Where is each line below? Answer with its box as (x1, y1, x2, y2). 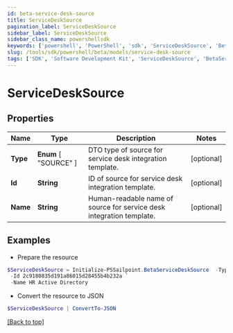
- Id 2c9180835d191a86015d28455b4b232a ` (10, 273, 129, 280)
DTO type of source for (87, 145, 164, 155)
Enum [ (37, 149, 62, 159)
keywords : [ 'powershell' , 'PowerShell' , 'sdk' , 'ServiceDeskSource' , (7, 42, 213, 49)
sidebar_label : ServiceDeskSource (7, 29, 107, 37)
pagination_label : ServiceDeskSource (7, 23, 116, 30)
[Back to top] (7, 318, 44, 326)
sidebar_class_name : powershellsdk (7, 36, 110, 43)
